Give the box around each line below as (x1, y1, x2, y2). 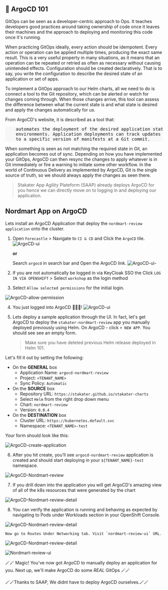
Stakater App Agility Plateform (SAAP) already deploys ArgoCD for (17, 182, 155, 188)
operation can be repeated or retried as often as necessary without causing (5, 60, 161, 66)
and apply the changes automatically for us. (5, 107, 96, 113)
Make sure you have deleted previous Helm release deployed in (24, 339, 156, 345)
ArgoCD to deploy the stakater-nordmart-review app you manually (12, 319, 150, 325)
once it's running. (5, 34, 41, 40)
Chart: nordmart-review (19, 401, 68, 407)
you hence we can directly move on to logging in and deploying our (17, 187, 156, 193)
